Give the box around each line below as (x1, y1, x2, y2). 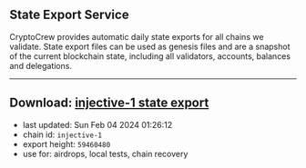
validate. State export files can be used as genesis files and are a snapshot (9, 41, 291, 52)
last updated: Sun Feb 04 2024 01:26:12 (22, 119, 173, 130)
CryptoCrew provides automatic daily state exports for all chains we (9, 31, 264, 42)
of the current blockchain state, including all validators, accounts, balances (9, 50, 291, 62)
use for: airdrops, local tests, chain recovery (22, 148, 189, 159)
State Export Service (9, 7, 129, 23)
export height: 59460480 (22, 138, 111, 149)
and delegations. (9, 60, 73, 71)
